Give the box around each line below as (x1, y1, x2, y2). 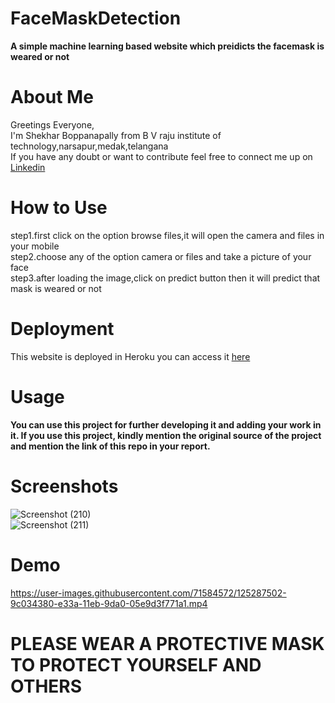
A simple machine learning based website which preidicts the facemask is (10, 40, 325, 52)
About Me (10, 86, 94, 109)
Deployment (10, 318, 115, 340)
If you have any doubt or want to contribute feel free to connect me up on (10, 150, 313, 162)
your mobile (10, 240, 60, 252)
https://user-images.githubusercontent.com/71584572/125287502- (10, 587, 287, 599)
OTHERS (10, 675, 83, 697)
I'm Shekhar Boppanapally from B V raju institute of (10, 129, 222, 141)
